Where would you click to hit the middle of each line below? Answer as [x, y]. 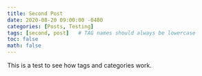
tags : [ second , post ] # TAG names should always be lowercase [101, 33]
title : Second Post [35, 13]
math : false [24, 46]
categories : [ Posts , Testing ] [51, 26]
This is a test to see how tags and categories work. [80, 65]
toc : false [23, 39]
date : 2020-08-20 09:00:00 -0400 [55, 20]
